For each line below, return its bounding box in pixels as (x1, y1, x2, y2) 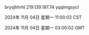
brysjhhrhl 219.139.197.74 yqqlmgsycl (4, 4, 79, 10)
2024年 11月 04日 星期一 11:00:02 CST (4, 14, 82, 20)
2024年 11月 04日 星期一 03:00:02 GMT (4, 25, 85, 31)
